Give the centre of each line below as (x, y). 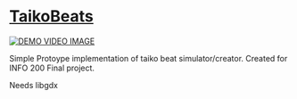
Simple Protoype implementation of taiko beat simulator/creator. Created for (148, 58)
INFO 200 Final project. (52, 68)
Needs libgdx (33, 85)
